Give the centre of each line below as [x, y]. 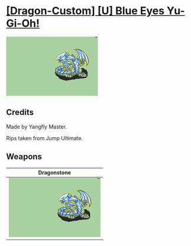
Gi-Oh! [23, 23]
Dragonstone [55, 173]
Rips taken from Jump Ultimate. [45, 138]
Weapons [24, 157]
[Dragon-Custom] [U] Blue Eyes [85, 11]
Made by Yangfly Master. [36, 127]
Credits [20, 113]
